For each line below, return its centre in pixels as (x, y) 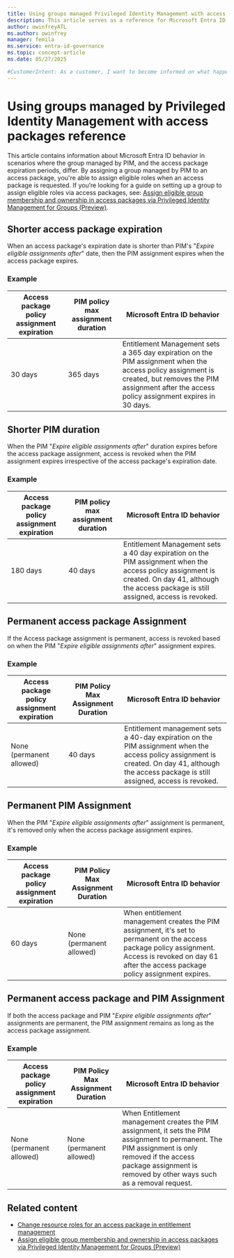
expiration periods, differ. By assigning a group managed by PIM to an (107, 170)
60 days (24, 943)
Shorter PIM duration (54, 430)
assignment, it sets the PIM (166, 1131)
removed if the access (158, 1157)
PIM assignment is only (160, 1148)
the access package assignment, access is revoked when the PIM (102, 454)
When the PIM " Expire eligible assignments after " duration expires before (112, 446)
